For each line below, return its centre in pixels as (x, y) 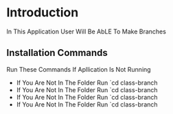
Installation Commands (57, 53)
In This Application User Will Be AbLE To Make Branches (86, 31)
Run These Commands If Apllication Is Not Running (79, 69)
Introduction (43, 13)
